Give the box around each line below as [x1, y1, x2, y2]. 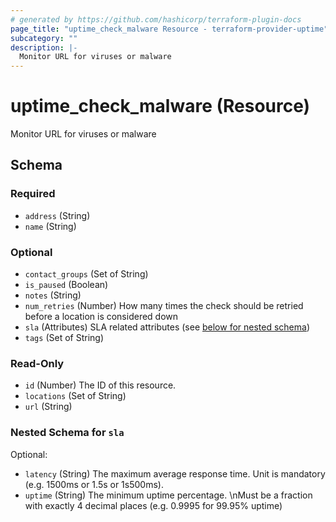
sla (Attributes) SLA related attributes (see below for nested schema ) [24, 321, 311, 333]
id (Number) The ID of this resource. [24, 379, 177, 391]
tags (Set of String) [24, 332, 104, 344]
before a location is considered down [24, 311, 179, 323]
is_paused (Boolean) [24, 279, 109, 291]
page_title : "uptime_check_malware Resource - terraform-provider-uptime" [10, 24, 329, 34]
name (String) [24, 220, 77, 232]
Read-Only [10, 356, 65, 370]
